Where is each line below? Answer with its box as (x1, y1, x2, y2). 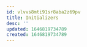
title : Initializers (6, 15, 59, 21)
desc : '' (6, 20, 29, 26)
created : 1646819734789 (6, 32, 67, 38)
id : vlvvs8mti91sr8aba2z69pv (6, 9, 81, 15)
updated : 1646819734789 (6, 26, 67, 32)
